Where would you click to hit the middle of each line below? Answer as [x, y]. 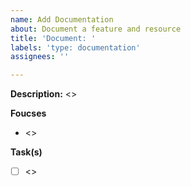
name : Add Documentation [62, 19]
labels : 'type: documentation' [75, 47]
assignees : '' [40, 57]
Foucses [28, 113]
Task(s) [26, 152]
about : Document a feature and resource [96, 29]
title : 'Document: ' [53, 38]
